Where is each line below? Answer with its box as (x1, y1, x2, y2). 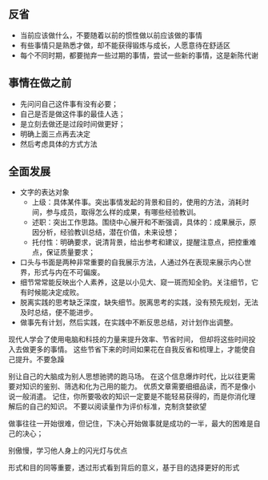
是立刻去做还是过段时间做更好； (19, 119, 126, 128)
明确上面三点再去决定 (19, 129, 90, 139)
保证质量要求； (46, 248, 96, 257)
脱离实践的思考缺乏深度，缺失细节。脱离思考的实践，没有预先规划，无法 (19, 297, 258, 307)
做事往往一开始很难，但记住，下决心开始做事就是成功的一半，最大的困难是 (8, 419, 254, 429)
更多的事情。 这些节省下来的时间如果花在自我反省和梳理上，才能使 (29, 345, 249, 354)
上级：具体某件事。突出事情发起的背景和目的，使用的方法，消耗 (31, 197, 242, 207)
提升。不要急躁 (14, 355, 65, 365)
